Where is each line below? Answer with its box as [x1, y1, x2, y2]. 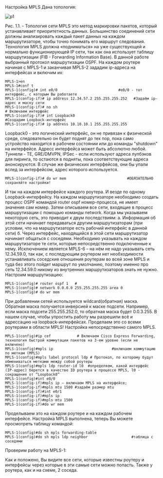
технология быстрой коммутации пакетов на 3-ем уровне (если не [5, 338, 138, 343]
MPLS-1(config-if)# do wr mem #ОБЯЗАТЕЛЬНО [5, 176, 153, 181]
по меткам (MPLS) [5, 351, 40, 356]
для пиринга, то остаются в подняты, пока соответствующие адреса [5, 156, 148, 162]
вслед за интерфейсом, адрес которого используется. [5, 167, 119, 172]
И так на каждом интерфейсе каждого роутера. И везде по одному [5, 189, 145, 195]
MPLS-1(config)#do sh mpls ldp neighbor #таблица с [5, 435, 153, 439]
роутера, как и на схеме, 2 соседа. [5, 467, 78, 473]
